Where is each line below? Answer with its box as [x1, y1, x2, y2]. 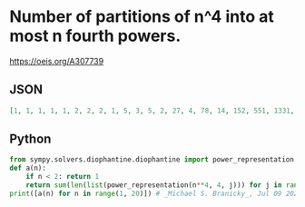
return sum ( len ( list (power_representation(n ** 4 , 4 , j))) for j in [25, 181, 282, 190]
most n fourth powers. [9, 25, 182, 46]
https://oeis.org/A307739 [9, 55, 104, 66]
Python [9, 132, 52, 147]
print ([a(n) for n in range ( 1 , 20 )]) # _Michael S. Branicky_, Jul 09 [9, 189, 282, 198]
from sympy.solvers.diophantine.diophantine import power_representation [9, 155, 295, 164]
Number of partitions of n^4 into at [9, 6, 274, 27]
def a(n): [9, 163, 47, 173]
